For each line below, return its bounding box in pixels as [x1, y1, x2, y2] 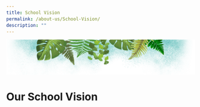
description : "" [6, 22, 47, 28]
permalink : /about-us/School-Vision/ [6, 16, 101, 22]
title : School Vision [6, 10, 60, 16]
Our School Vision [6, 90, 98, 104]
